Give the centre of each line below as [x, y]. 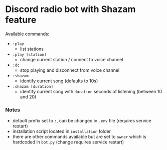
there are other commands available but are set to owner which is [79, 137]
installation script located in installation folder [62, 131]
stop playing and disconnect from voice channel [70, 70]
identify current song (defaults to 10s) [59, 81]
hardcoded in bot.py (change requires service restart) [68, 142]
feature [21, 20]
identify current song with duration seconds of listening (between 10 [91, 91]
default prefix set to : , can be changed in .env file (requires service [82, 121]
